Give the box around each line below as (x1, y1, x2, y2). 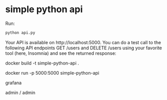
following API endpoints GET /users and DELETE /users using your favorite (5, 45, 162, 51)
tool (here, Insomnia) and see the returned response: (5, 50, 116, 56)
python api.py (5, 30, 36, 35)
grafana (5, 80, 22, 86)
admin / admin (5, 89, 36, 95)
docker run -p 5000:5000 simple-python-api (5, 70, 100, 76)
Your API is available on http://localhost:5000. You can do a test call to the (5, 39, 161, 45)
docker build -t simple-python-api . (5, 60, 79, 66)
